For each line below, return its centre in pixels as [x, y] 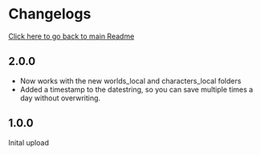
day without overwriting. [60, 98]
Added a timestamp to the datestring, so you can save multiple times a [137, 89]
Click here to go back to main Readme [71, 36]
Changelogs [50, 14]
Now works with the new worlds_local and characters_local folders [130, 80]
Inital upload [29, 142]
